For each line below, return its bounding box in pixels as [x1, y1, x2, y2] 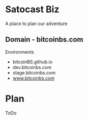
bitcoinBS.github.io [12, 59, 52, 65]
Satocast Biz [5, 4, 60, 15]
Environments [5, 49, 34, 55]
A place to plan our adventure [5, 20, 68, 27]
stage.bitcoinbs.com [12, 69, 56, 76]
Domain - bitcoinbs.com [5, 35, 83, 44]
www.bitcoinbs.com [12, 75, 55, 81]
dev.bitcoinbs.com [12, 64, 52, 70]
